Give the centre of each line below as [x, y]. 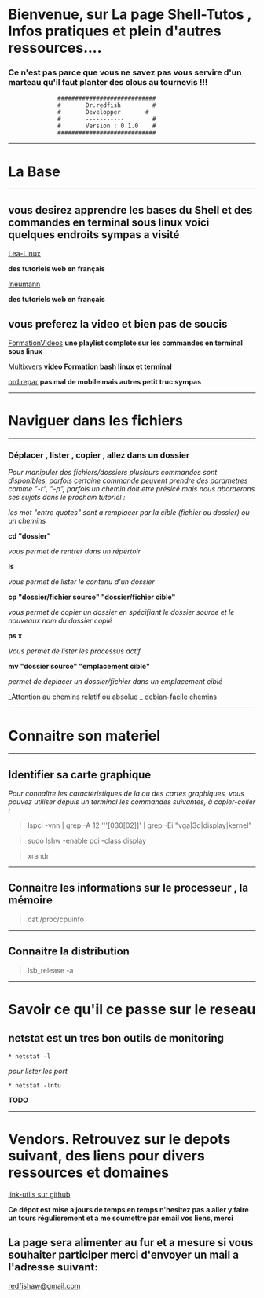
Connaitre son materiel [84, 736]
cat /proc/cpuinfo [56, 919]
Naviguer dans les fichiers [95, 421]
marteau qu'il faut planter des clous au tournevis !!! [108, 83]
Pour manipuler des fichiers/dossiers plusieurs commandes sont [113, 473]
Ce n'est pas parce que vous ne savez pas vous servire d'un [125, 72]
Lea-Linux [25, 254]
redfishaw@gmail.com [44, 1286]
